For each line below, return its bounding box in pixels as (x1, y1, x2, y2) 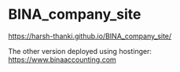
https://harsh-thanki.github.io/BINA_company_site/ (8, 31, 172, 41)
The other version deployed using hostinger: (8, 46, 152, 56)
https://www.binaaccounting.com (8, 55, 116, 64)
